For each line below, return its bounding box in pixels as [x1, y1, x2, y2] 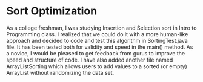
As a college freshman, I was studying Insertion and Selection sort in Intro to [6, 24, 197, 31]
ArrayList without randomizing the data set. [6, 69, 115, 76]
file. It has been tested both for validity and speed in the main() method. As [6, 43, 193, 51]
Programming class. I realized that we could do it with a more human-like [6, 30, 188, 37]
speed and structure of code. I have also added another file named [6, 56, 173, 63]
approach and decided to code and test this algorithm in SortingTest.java [6, 37, 188, 44]
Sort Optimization [6, 4, 98, 18]
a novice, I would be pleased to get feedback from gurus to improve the [6, 49, 185, 57]
